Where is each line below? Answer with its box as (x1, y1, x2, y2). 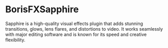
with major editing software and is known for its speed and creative (5, 31, 147, 37)
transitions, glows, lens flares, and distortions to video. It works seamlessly (5, 26, 163, 32)
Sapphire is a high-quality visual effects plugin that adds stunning (5, 20, 143, 27)
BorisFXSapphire (5, 4, 79, 15)
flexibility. (5, 37, 26, 43)
